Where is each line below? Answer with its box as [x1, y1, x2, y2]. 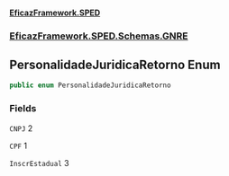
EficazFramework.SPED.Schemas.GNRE [9, 30, 188, 42]
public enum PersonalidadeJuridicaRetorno [9, 81, 171, 90]
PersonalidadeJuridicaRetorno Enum [9, 57, 221, 72]
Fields [9, 102, 37, 115]
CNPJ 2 [9, 122, 33, 134]
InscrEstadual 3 [9, 157, 69, 168]
